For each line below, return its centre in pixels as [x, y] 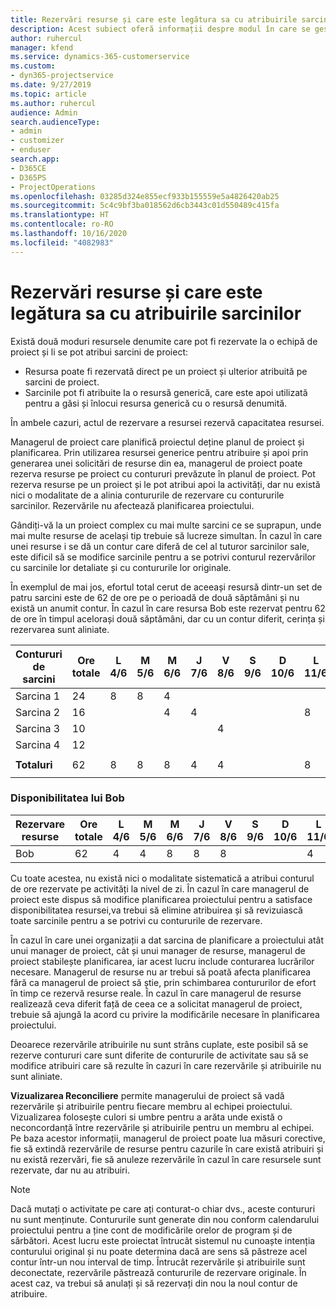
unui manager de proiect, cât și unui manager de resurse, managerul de [158, 950]
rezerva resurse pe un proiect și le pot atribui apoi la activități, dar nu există [165, 484]
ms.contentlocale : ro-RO [62, 224]
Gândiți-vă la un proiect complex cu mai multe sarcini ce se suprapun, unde [166, 525]
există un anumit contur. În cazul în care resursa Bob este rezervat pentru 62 [168, 608]
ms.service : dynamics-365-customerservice [100, 57]
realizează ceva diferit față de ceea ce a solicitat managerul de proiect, [156, 1003]
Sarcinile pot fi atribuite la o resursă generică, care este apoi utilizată [166, 392]
